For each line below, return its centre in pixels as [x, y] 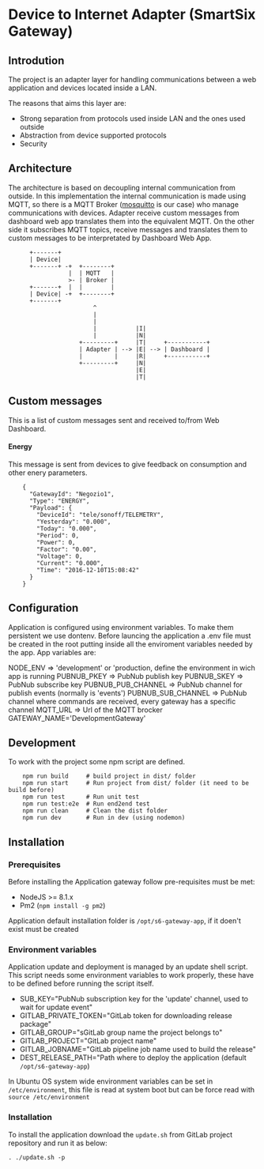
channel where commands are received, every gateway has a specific [122, 701]
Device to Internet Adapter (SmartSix [132, 15]
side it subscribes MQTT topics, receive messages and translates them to [128, 229]
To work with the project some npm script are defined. [97, 762]
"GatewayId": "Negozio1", [72, 494]
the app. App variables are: [52, 652]
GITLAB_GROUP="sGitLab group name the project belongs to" [121, 1032]
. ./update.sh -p [37, 1157]
